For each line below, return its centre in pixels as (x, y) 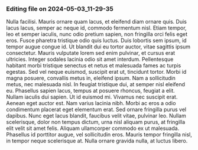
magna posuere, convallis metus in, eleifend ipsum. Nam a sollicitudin (91, 78)
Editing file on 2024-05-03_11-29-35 (60, 9)
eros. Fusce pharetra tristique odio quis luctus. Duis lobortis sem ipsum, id (97, 41)
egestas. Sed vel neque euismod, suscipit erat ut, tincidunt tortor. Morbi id (96, 72)
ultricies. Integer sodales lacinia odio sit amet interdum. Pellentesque (90, 59)
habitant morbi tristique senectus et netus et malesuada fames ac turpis (94, 66)
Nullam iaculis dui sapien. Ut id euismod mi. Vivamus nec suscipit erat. (92, 97)
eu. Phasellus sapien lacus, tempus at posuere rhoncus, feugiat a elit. (91, 91)
